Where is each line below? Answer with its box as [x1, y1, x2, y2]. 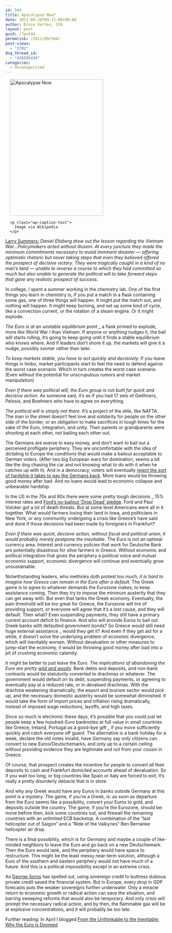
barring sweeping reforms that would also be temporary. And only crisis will [5, 895, 165, 902]
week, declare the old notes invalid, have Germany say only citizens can [5, 736, 158, 742]
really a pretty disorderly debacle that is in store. [5, 778, 107, 784]
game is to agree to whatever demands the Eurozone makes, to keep [5, 584, 150, 591]
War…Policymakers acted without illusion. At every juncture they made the [5, 244, 163, 250]
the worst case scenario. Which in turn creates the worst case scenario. [5, 366, 157, 373]
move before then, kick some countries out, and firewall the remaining [5, 810, 153, 816]
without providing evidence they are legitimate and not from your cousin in [5, 746, 163, 753]
